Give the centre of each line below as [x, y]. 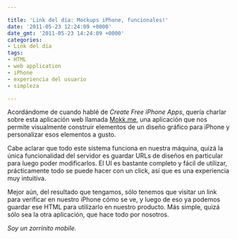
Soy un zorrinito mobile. [42, 228]
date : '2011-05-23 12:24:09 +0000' [60, 27]
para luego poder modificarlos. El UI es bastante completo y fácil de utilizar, [117, 163]
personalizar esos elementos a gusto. [62, 134]
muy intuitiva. [27, 178]
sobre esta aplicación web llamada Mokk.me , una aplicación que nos [108, 119]
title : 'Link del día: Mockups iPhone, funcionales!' [88, 20]
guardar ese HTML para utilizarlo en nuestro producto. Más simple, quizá [114, 207]
